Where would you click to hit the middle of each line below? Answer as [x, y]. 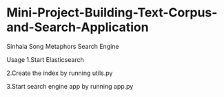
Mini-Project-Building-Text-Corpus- [112, 13]
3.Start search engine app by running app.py [70, 86]
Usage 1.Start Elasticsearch [45, 59]
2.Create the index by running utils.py [60, 73]
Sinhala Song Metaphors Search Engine [63, 46]
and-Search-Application [78, 27]
